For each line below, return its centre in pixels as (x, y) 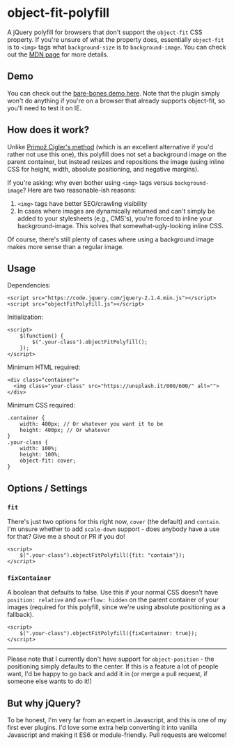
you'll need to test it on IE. (45, 108)
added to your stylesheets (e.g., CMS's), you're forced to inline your (115, 218)
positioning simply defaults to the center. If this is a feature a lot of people (113, 666)
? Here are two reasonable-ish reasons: (79, 190)
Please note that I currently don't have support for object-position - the (111, 659)
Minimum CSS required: (41, 405)
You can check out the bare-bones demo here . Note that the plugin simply (114, 93)
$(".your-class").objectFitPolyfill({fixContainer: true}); (109, 634)
